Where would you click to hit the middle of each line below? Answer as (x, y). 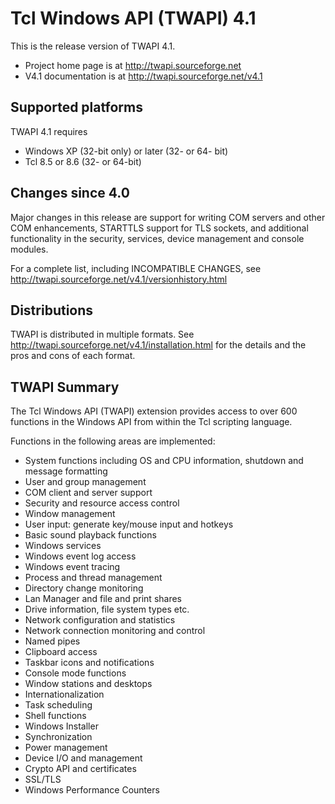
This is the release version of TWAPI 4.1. (93, 46)
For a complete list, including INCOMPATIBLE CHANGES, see (136, 268)
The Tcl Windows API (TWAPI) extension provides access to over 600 (154, 411)
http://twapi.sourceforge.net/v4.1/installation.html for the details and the (158, 345)
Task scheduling (58, 705)
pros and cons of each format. (73, 356)
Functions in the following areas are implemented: (113, 441)
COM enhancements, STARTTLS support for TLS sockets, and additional (159, 228)
